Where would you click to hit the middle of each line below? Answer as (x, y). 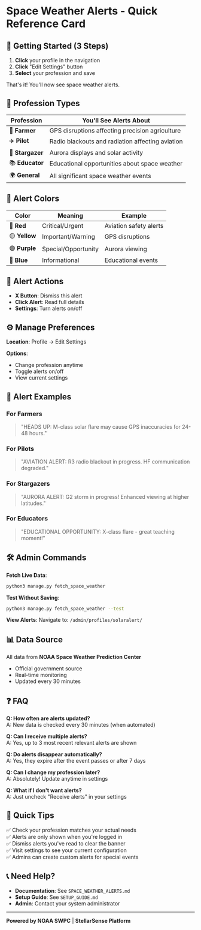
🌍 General (25, 175)
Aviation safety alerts (134, 225)
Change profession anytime (49, 365)
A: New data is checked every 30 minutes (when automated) (81, 725)
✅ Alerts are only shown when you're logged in (64, 836)
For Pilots (20, 449)
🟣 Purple (23, 248)
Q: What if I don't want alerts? (44, 790)
